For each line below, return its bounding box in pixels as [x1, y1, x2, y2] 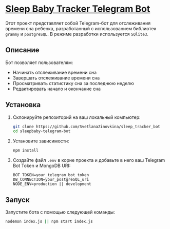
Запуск [5, 195, 30, 204]
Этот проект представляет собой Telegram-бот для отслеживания [5, 20, 150, 26]
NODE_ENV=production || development [12, 181, 91, 187]
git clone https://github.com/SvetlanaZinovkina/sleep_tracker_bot [12, 124, 160, 129]
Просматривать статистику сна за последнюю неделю [12, 80, 135, 86]
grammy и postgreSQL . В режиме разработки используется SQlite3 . [5, 31, 149, 37]
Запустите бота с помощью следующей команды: [5, 209, 116, 215]
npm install [12, 148, 39, 153]
